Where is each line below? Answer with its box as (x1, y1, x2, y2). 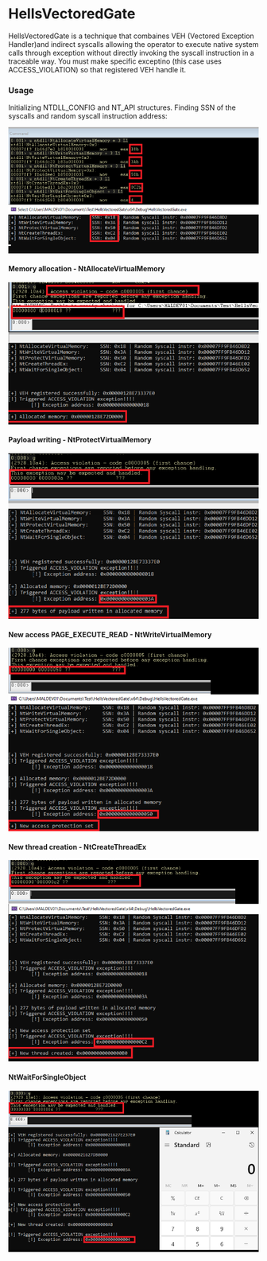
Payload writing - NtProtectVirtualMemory (8, 435, 152, 445)
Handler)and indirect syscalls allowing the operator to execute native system (8, 39, 259, 49)
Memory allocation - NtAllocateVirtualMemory (8, 264, 165, 274)
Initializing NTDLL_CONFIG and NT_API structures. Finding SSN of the (8, 103, 236, 112)
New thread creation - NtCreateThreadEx (8, 842, 147, 851)
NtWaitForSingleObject (8, 1072, 87, 1082)
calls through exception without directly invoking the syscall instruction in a (8, 48, 254, 57)
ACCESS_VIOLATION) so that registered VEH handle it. (8, 64, 187, 74)
